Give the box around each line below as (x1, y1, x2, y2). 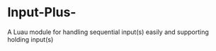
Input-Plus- (7, 4, 76, 21)
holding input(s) (7, 35, 54, 43)
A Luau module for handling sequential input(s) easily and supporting (7, 28, 209, 36)
